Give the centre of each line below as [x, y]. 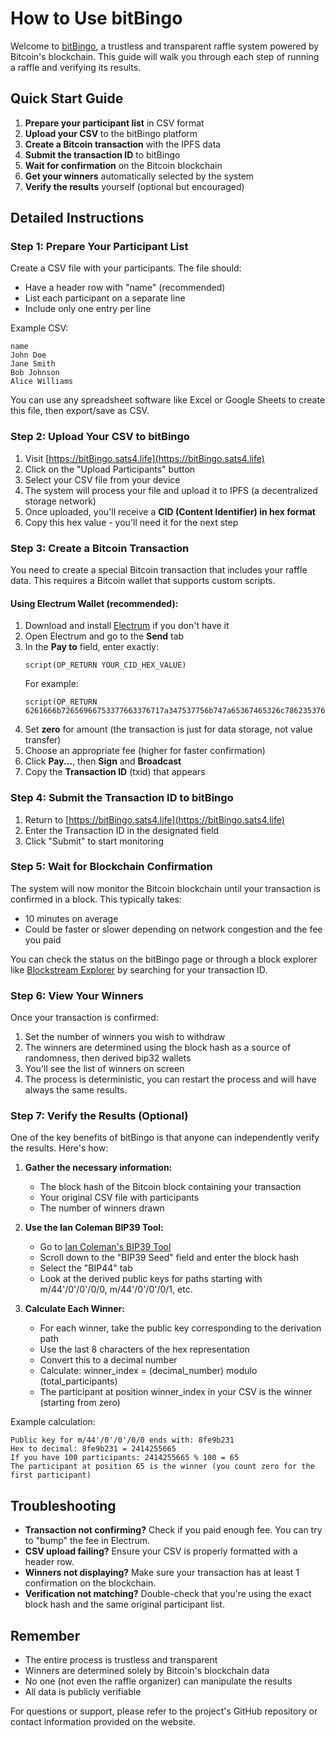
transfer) [43, 740]
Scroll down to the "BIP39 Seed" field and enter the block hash [169, 1258]
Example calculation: [53, 1422]
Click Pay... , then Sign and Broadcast [103, 761]
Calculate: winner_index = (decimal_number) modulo [148, 1371]
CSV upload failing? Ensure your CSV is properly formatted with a [161, 1551]
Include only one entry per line [88, 309]
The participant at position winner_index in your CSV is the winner [176, 1392]
